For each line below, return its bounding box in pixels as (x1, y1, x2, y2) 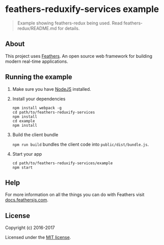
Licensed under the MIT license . (5, 235, 71, 241)
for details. (58, 25, 80, 31)
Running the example (5, 73, 73, 81)
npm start (12, 165, 33, 170)
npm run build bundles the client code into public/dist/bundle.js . (12, 141, 149, 147)
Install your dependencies (12, 96, 66, 102)
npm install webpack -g (12, 105, 62, 110)
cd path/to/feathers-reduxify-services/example (12, 161, 113, 166)
